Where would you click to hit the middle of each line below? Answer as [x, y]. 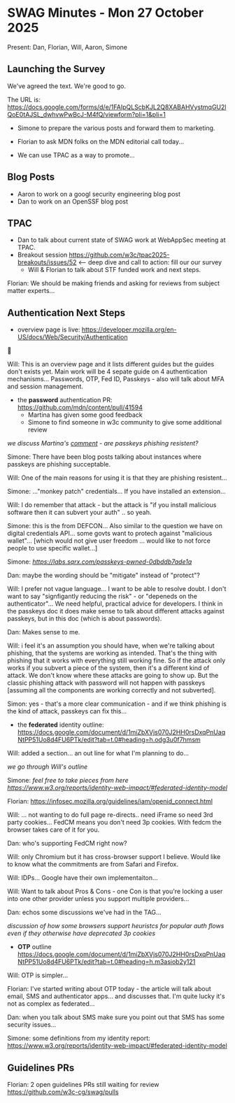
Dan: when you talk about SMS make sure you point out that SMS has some [116, 1017]
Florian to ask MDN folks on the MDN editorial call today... [101, 141]
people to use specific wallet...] [52, 548]
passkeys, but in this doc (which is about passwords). [85, 619]
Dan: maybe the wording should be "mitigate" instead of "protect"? [104, 576]
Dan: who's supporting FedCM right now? [67, 844]
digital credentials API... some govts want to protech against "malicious [110, 534]
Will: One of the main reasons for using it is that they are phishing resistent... [117, 478]
